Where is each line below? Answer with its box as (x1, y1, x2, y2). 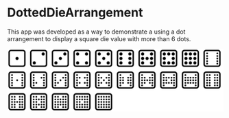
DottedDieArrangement (7, 5, 143, 21)
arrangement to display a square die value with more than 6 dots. (7, 34, 191, 43)
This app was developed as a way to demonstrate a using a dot (7, 27, 186, 36)
